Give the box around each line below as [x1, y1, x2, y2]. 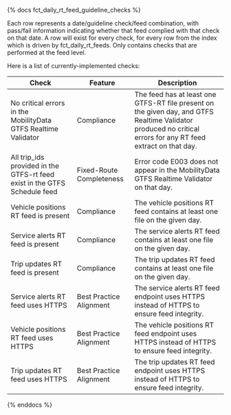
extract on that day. [134, 141, 197, 151]
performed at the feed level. [7, 48, 87, 56]
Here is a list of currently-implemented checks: [7, 62, 140, 70]
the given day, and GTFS [134, 107, 214, 116]
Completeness [76, 174, 124, 183]
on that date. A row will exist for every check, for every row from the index [7, 34, 218, 42]
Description [157, 78, 197, 87]
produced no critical [134, 124, 200, 134]
